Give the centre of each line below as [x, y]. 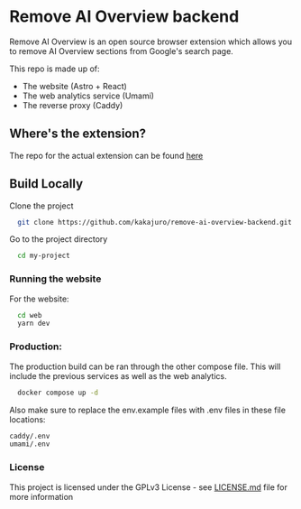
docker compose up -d [58, 393]
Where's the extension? [78, 134]
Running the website [55, 279]
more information [41, 496]
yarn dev [34, 324]
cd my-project [44, 256]
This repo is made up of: [55, 69]
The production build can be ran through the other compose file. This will [145, 366]
